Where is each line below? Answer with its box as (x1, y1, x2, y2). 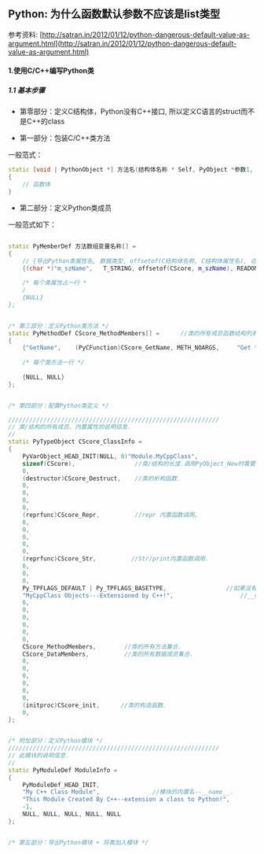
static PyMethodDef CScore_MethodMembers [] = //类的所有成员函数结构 (8, 329, 247, 337)
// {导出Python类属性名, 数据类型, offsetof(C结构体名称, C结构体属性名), (22, 257, 247, 265)
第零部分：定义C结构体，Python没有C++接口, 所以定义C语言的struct (19, 107, 241, 116)
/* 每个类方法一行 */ (22, 359, 85, 367)
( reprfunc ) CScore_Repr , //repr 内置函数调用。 (22, 511, 201, 519)
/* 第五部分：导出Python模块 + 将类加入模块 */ (8, 838, 149, 846)
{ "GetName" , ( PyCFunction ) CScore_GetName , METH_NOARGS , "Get (22, 344, 251, 352)
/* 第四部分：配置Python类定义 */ (8, 401, 109, 409)
